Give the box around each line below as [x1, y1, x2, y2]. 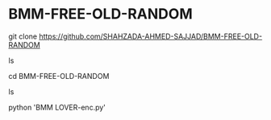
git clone [8, 31, 38, 41]
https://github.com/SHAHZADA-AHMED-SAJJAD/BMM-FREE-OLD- [39, 31, 263, 41]
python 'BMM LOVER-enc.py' [8, 102, 106, 112]
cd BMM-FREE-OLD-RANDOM [8, 71, 110, 81]
